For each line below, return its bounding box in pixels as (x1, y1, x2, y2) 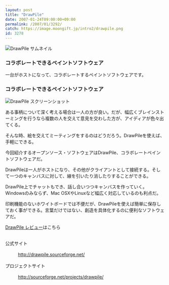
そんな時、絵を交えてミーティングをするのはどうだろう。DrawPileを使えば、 (5, 132, 165, 138)
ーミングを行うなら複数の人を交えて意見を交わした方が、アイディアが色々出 (5, 115, 164, 121)
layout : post (5, 7, 33, 13)
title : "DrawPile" (5, 12, 44, 17)
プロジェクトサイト (5, 263, 46, 269)
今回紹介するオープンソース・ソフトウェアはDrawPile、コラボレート (5, 149, 148, 155)
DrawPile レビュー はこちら (5, 224, 61, 230)
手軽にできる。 (5, 139, 36, 145)
